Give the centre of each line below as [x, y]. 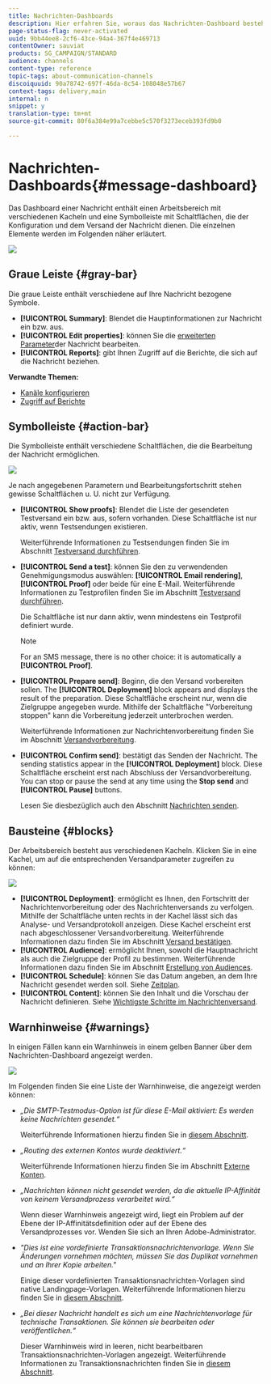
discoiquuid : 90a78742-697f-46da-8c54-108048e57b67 [97, 83]
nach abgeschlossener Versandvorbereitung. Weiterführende [122, 933]
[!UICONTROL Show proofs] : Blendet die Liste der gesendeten [125, 510]
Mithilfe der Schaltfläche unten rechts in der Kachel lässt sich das [129, 916]
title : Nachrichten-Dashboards [61, 16]
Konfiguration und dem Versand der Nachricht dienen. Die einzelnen [122, 225]
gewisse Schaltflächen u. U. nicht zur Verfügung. [90, 494]
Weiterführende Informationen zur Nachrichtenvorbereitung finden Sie [137, 731]
